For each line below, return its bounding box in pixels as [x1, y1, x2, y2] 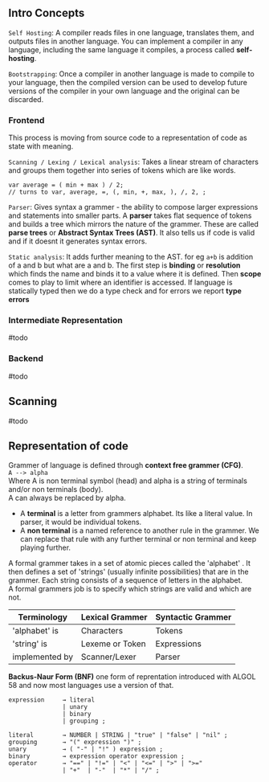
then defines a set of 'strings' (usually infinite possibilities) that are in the [8, 567, 249, 577]
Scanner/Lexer [80, 651, 137, 662]
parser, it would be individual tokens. [19, 518, 142, 527]
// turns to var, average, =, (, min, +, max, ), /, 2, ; [8, 188, 206, 196]
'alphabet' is [12, 625, 59, 637]
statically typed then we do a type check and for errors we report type [8, 286, 243, 296]
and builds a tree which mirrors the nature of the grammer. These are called [8, 219, 259, 229]
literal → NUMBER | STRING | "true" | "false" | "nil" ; [8, 731, 228, 739]
